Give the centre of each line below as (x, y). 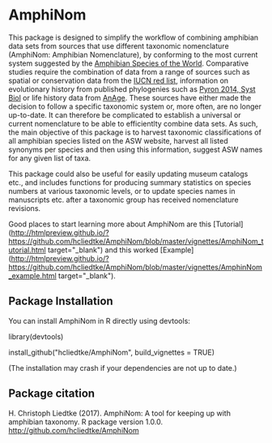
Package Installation (61, 301)
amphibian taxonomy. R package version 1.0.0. (86, 421)
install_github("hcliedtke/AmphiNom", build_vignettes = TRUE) (112, 352)
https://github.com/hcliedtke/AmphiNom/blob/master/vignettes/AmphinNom (136, 267)
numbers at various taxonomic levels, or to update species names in (122, 191)
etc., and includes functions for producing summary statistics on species (130, 182)
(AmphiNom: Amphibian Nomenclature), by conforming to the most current (133, 54)
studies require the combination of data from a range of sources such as (129, 71)
